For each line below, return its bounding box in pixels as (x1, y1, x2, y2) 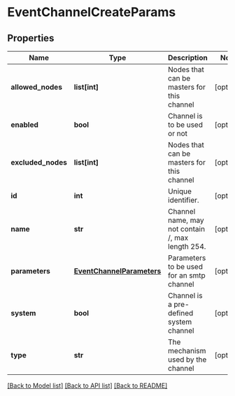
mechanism (167, 346, 206, 355)
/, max (167, 233, 189, 243)
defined (167, 308, 194, 318)
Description (167, 53, 208, 62)
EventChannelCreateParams (7, 4, 176, 20)
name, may (167, 215, 204, 225)
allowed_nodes (10, 82, 63, 92)
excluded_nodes (10, 158, 68, 167)
